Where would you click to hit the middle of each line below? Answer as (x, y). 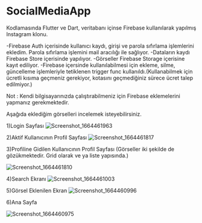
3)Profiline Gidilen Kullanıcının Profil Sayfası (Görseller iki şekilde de (90, 149)
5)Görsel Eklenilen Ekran (37, 190)
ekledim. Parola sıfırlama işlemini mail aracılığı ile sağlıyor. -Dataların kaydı (98, 52)
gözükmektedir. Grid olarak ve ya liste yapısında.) (67, 155)
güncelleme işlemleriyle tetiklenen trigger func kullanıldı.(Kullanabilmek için (99, 71)
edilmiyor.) (19, 84)
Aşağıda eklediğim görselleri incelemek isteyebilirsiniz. (74, 114)
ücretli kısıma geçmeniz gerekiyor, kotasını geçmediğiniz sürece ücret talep (100, 78)
